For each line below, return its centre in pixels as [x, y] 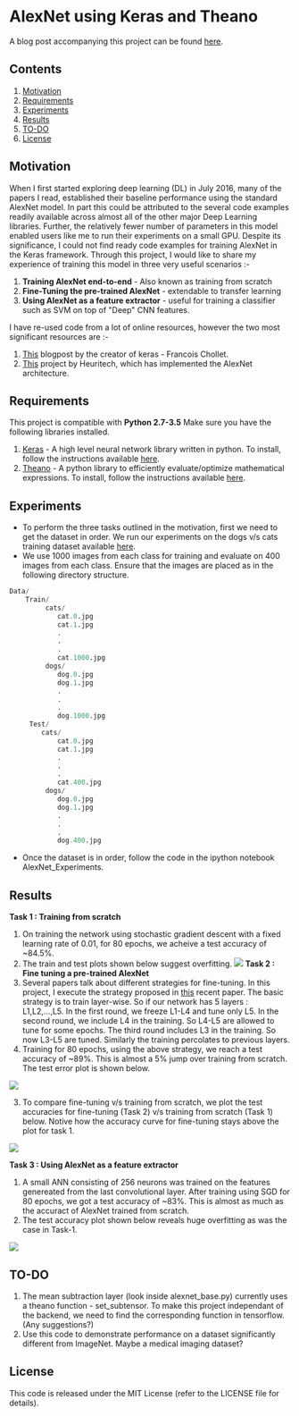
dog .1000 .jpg [81, 716]
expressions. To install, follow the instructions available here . [134, 478]
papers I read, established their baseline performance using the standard [144, 198]
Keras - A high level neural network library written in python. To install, [151, 450]
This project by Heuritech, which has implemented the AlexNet [137, 363]
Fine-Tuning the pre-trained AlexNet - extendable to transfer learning [151, 291]
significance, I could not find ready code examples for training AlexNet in [143, 245]
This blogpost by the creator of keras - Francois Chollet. [125, 354]
